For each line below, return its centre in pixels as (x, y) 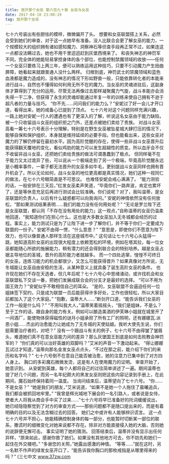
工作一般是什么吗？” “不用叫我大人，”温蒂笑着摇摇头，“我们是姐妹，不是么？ (83, 305)
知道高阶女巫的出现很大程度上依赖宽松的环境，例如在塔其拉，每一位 (89, 242)
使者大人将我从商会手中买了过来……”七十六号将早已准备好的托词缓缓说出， (82, 400)
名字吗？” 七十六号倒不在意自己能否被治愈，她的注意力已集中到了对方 (86, 356)
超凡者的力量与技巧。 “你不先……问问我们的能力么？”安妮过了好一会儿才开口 (84, 103)
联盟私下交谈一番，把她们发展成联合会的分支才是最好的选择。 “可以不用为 (86, 280)
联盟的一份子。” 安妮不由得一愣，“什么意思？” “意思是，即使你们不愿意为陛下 (84, 229)
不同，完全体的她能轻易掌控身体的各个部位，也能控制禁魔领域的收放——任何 (84, 60)
